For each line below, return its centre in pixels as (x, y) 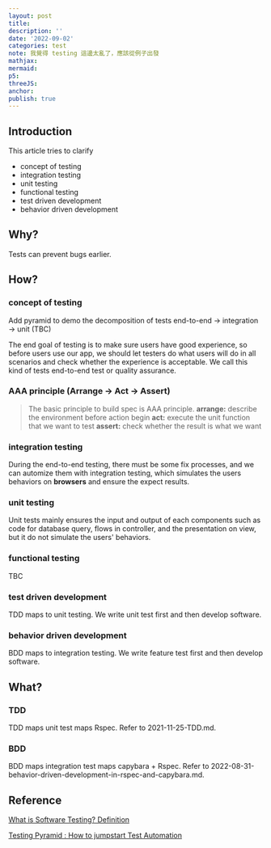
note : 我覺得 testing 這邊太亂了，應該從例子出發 (84, 53)
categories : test (38, 46)
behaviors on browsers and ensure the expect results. (99, 482)
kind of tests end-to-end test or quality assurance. (92, 370)
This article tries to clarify (51, 151)
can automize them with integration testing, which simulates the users (125, 473)
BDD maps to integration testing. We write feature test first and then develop (136, 653)
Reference (35, 800)
